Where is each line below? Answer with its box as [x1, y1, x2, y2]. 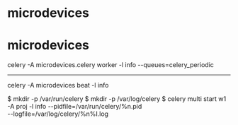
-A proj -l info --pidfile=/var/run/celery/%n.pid [7, 102, 142, 111]
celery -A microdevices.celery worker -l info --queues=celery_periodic [7, 61, 215, 69]
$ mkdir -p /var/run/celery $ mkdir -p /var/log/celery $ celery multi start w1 [7, 95, 227, 103]
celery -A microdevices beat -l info [7, 81, 109, 90]
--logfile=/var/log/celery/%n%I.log [7, 109, 108, 118]
